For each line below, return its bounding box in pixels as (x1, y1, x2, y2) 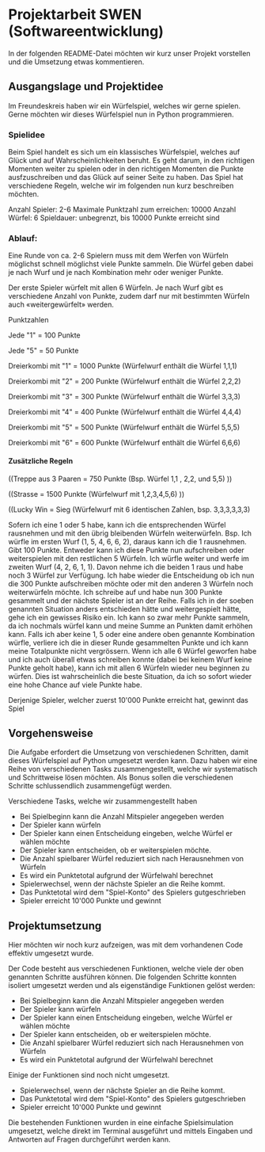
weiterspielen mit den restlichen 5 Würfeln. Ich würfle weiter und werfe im (8, 553, 249, 563)
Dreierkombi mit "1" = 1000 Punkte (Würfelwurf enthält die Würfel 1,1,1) (8, 361, 237, 371)
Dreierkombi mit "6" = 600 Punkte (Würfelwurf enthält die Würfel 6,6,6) (8, 438, 241, 448)
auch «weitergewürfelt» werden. (8, 299, 115, 310)
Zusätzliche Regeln (8, 456, 74, 465)
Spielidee (8, 129, 45, 140)
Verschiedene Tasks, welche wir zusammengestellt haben (8, 796, 198, 806)
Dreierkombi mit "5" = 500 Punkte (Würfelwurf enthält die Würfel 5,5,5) (8, 422, 240, 433)
